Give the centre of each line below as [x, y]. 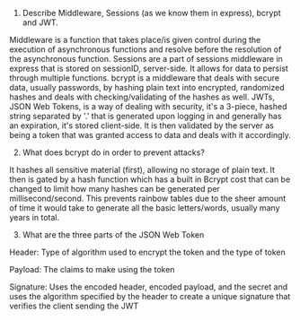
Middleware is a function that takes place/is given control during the [135, 40]
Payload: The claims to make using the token [92, 269]
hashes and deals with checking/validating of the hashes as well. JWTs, [142, 97]
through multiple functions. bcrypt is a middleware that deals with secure [145, 78]
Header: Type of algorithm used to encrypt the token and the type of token [147, 252]
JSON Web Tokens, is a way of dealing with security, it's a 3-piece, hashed [148, 106]
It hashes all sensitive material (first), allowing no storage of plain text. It [142, 170]
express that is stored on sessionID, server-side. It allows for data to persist [149, 68]
